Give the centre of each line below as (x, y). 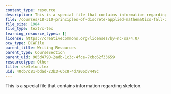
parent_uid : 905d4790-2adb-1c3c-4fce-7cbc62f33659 (60, 57)
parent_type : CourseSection (35, 52)
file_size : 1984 (22, 24)
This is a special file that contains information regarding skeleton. (74, 86)
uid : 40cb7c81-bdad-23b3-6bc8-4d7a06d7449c (52, 72)
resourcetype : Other (27, 62)
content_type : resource (31, 10)
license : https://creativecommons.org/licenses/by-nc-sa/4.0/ (73, 39)
